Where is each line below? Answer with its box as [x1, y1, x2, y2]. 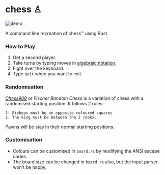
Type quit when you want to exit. [12, 71, 82, 77]
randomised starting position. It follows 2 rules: [5, 100, 104, 106]
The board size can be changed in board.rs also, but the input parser [12, 159, 158, 165]
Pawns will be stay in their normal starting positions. [5, 124, 115, 130]
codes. [12, 153, 28, 159]
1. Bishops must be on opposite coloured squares [5, 110, 113, 115]
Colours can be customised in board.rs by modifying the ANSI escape [12, 148, 160, 154]
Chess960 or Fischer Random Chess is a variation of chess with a [5, 95, 144, 101]
